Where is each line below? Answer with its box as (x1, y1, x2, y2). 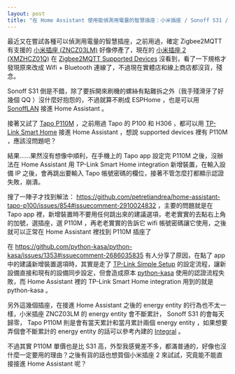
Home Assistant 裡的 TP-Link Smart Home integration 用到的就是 (27, 277, 214, 285)
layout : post (7, 10, 45, 17)
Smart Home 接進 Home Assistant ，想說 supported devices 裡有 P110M (20, 127, 228, 136)
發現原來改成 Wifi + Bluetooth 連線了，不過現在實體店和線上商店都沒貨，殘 (7, 63, 222, 71)
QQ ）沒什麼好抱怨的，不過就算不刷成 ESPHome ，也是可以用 (20, 95, 199, 103)
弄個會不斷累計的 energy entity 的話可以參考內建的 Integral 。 (7, 326, 185, 336)
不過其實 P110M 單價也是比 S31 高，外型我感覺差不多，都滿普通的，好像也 (7, 342, 220, 350)
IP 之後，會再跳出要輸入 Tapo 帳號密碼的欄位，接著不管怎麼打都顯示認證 (15, 168, 225, 177)
